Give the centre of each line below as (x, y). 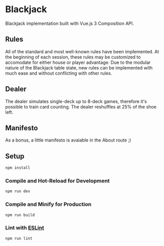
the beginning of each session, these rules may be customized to (73, 57)
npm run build (20, 215)
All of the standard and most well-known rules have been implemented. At (82, 51)
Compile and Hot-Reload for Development (58, 181)
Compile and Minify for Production (48, 204)
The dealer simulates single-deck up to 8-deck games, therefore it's (76, 101)
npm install (18, 168)
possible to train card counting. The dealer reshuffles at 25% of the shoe (81, 107)
